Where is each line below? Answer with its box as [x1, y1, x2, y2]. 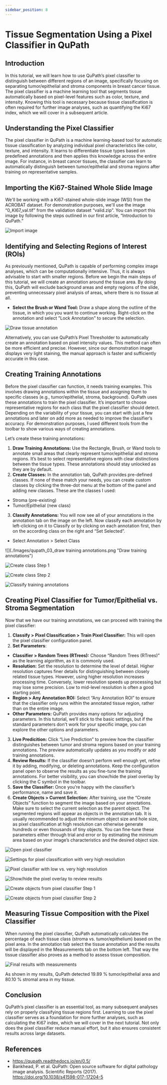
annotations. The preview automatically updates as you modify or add [12, 747, 156, 753]
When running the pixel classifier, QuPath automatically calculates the [5, 930, 149, 936]
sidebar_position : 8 [5, 7, 48, 12]
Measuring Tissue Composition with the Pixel [5, 909, 150, 918]
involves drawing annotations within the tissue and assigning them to [5, 389, 147, 395]
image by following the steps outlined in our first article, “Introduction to [5, 213, 153, 218]
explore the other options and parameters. [12, 726, 100, 732]
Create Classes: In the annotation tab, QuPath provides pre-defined [12, 471, 153, 477]
